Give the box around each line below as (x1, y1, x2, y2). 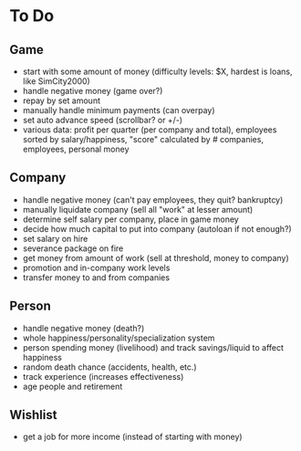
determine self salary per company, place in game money (22, 214, 239, 225)
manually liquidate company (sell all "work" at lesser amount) (22, 204, 254, 215)
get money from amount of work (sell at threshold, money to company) (22, 252, 289, 263)
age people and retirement (22, 381, 123, 392)
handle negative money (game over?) (22, 86, 163, 96)
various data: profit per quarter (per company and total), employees (22, 124, 277, 135)
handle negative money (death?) (22, 322, 145, 333)
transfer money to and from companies (22, 271, 171, 283)
